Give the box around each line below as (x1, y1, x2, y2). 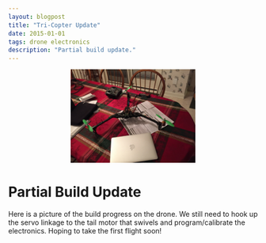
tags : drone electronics (8, 38, 90, 46)
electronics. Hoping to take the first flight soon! (8, 226, 162, 236)
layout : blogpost (8, 13, 66, 21)
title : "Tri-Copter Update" (8, 21, 101, 29)
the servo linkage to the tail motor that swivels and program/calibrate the (8, 218, 245, 227)
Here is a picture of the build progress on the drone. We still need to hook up (8, 210, 258, 219)
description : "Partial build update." (8, 46, 136, 55)
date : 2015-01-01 (8, 29, 66, 37)
